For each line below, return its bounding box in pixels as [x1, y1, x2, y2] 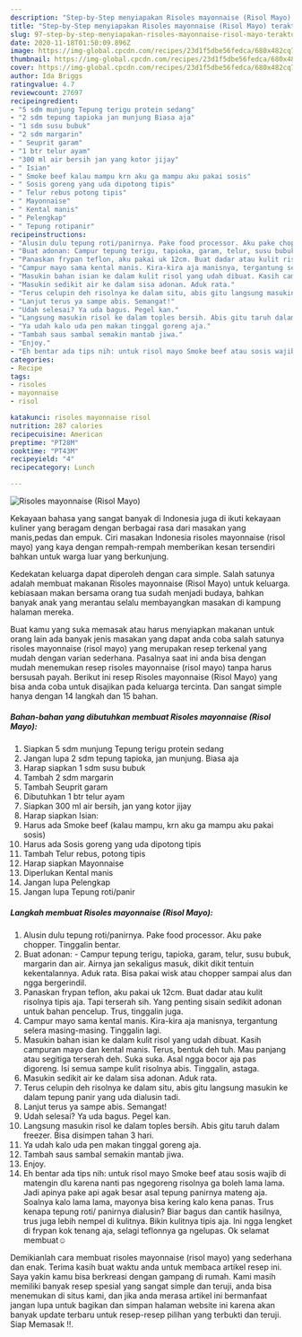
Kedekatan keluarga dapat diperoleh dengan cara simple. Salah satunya [10, 569, 275, 579]
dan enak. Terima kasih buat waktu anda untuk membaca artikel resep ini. [10, 1262, 282, 1272]
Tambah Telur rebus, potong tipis [22, 848, 146, 859]
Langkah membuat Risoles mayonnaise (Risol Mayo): [10, 907, 213, 918]
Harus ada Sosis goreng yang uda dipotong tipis [22, 838, 202, 849]
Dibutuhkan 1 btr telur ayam [22, 791, 125, 801]
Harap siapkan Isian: [22, 809, 99, 821]
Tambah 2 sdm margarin [22, 772, 115, 782]
